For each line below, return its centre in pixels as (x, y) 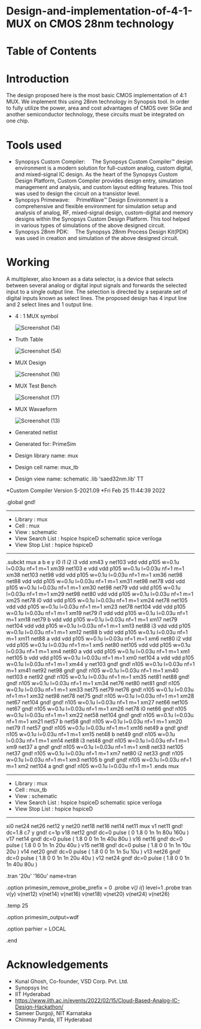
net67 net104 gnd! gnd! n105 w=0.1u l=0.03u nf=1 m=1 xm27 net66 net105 (97, 703)
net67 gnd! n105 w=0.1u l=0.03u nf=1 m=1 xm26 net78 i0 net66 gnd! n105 (97, 709)
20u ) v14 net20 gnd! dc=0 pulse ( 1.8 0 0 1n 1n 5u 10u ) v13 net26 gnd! (93, 852)
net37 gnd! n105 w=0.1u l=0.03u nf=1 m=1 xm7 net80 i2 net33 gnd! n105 (95, 754)
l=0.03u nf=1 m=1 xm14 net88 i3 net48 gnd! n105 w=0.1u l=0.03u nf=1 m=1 (98, 741)
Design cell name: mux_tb (47, 467)
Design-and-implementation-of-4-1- (99, 11)
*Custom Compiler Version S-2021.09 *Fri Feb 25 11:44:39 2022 (86, 491)
